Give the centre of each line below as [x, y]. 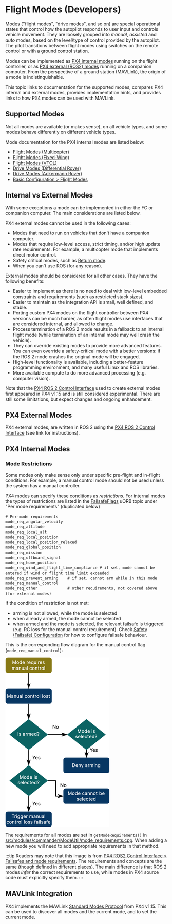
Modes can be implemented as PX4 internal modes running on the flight [81, 61]
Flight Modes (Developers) [63, 9]
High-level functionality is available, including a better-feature [78, 362]
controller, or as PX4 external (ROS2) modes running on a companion [79, 66]
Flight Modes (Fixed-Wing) [41, 157]
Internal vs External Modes [49, 195]
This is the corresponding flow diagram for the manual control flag [75, 645]
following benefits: [25, 281]
